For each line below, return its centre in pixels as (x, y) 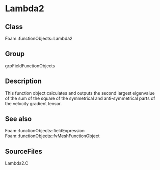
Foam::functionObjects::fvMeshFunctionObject (52, 136)
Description (23, 81)
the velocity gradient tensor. (34, 103)
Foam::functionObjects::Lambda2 (39, 38)
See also (18, 119)
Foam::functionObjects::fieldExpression (45, 131)
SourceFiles (24, 151)
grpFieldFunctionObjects (30, 66)
